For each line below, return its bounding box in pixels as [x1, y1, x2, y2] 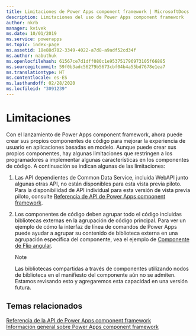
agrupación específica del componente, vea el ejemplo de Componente [14, 235, 189, 243]
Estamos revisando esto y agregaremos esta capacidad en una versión [14, 277, 188, 284]
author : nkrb [6, 20, 38, 25]
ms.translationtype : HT [6, 69, 65, 75]
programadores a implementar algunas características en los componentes [6, 156, 189, 163]
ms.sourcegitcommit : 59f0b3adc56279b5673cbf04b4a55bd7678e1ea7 [6, 63, 166, 70]
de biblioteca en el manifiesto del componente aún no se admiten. [14, 271, 176, 279]
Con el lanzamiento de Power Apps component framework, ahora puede [6, 131, 183, 138]
